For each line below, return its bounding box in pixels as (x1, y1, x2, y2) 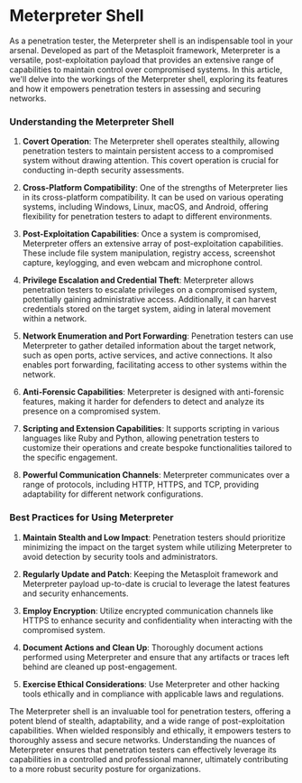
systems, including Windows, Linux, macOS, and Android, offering (22, 201, 269, 212)
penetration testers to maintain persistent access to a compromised (22, 145, 274, 156)
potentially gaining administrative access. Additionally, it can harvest (22, 294, 277, 305)
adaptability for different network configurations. (22, 489, 204, 499)
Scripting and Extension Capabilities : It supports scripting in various (22, 424, 279, 434)
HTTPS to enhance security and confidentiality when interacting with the (22, 615, 293, 626)
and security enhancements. (22, 588, 129, 599)
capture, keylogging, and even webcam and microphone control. (22, 257, 263, 268)
